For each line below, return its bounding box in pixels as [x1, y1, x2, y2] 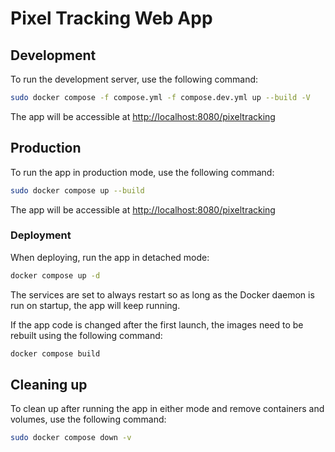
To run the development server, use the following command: [10, 73, 259, 85]
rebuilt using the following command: [10, 329, 163, 341]
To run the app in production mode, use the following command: [10, 166, 275, 178]
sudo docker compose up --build [10, 185, 145, 196]
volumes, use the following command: [10, 413, 167, 426]
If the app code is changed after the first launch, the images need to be [10, 318, 304, 331]
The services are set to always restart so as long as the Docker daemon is [10, 288, 315, 301]
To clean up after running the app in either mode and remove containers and [10, 403, 325, 415]
